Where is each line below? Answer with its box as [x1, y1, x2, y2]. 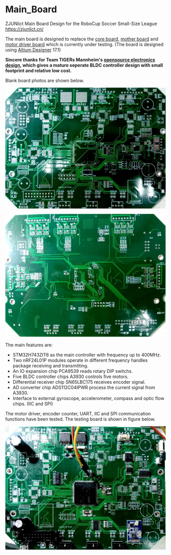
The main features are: [5, 342, 53, 348]
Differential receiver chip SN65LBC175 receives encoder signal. [12, 379, 146, 385]
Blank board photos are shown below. [5, 77, 84, 83]
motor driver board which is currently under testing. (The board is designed [5, 41, 164, 47]
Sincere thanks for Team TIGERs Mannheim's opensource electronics [5, 56, 155, 62]
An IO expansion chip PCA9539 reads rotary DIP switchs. [12, 368, 133, 374]
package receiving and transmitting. [12, 362, 89, 369]
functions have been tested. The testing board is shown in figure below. [5, 416, 156, 422]
